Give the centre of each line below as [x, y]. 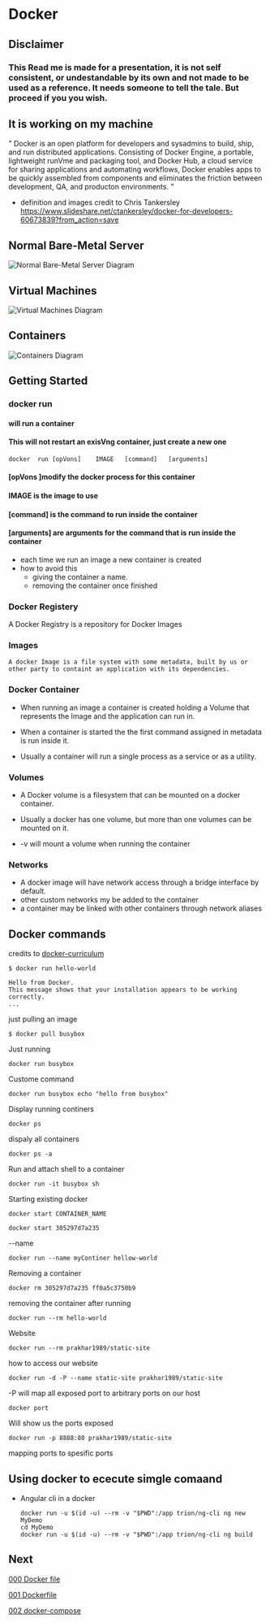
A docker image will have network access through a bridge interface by [139, 882]
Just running [30, 1049]
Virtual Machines [53, 291]
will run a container [41, 423]
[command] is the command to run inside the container [103, 514]
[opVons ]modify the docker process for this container [102, 477]
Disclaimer [36, 44]
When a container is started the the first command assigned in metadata [141, 732]
